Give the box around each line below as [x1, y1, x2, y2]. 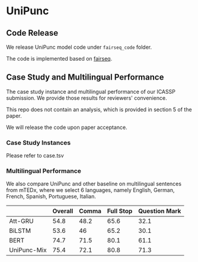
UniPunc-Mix [9, 246, 47, 254]
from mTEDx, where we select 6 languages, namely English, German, [6, 187, 175, 194]
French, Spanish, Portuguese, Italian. [6, 193, 97, 200]
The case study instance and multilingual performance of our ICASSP [6, 88, 176, 95]
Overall [52, 207, 74, 215]
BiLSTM [9, 227, 31, 235]
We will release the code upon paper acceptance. [6, 124, 127, 131]
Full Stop [107, 207, 133, 215]
